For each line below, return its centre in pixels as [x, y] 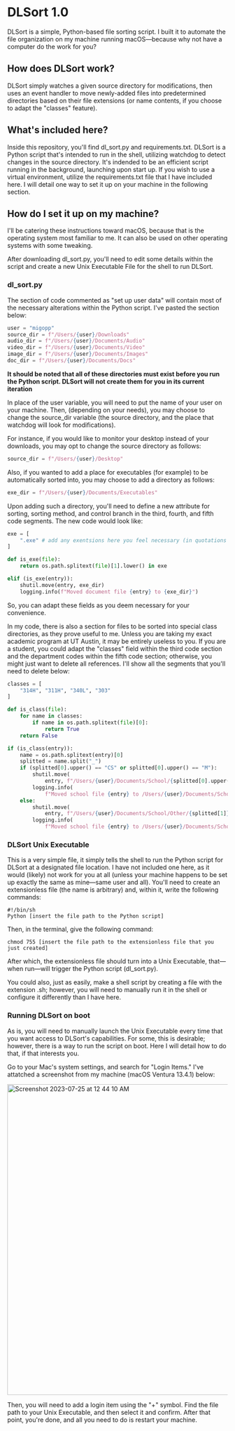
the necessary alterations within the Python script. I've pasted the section [113, 308]
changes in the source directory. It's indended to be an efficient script [108, 161]
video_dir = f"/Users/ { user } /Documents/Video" [76, 348]
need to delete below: [38, 671]
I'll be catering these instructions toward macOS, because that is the [106, 231]
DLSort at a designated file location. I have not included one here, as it [108, 867]
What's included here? [58, 130]
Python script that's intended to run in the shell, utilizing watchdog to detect [116, 154]
